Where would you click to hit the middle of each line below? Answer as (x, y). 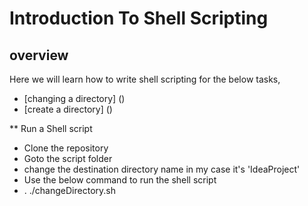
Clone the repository (66, 148)
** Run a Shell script (51, 128)
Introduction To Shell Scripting (139, 18)
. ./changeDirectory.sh (69, 190)
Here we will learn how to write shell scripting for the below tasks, (145, 79)
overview (39, 55)
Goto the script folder (68, 158)
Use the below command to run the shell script (120, 180)
